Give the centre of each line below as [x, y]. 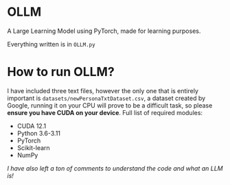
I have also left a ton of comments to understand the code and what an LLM [115, 168]
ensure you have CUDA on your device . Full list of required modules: [105, 112]
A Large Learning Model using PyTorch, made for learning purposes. [104, 31]
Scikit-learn [33, 147]
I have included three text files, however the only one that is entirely [103, 90]
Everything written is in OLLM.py [51, 44]
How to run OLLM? [61, 72]
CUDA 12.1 [32, 126]
